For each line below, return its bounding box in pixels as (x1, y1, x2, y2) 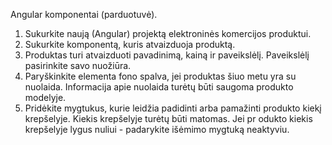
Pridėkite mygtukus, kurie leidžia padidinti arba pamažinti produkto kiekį (24, 102, 322, 114)
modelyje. (24, 92, 67, 103)
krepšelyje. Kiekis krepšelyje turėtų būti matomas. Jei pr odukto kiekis (24, 113, 313, 124)
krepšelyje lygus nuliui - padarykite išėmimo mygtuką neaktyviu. (24, 124, 290, 135)
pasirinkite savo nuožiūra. (24, 60, 132, 71)
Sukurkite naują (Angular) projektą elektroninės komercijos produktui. (24, 28, 312, 39)
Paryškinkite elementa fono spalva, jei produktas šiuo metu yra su (24, 70, 297, 82)
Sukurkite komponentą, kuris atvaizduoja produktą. (24, 39, 236, 50)
